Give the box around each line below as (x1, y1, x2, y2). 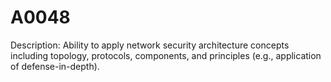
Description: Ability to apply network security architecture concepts (10, 39, 290, 51)
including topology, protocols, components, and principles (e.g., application (10, 49, 322, 61)
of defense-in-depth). (10, 60, 100, 72)
